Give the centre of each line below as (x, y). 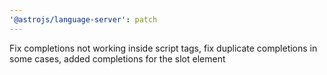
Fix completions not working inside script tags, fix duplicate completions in (163, 48)
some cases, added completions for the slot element (117, 58)
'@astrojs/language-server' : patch (83, 19)
